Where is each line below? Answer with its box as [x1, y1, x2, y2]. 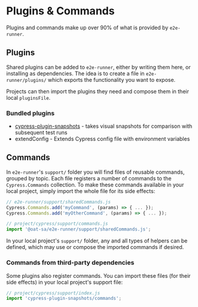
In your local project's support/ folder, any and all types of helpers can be [6, 237, 188, 244]
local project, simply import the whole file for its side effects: [6, 187, 156, 195]
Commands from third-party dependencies [6, 259, 135, 267]
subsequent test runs [14, 129, 68, 136]
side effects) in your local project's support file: [6, 278, 123, 285]
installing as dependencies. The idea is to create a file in [6, 70, 145, 77]
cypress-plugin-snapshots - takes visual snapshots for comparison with [14, 122, 193, 130]
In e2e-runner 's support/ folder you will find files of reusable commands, [6, 168, 185, 176]
